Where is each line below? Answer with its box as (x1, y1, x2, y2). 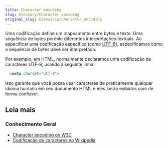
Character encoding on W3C (12, 131, 72, 138)
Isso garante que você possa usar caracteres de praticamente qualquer (5, 80, 153, 86)
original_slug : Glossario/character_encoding (5, 17, 102, 22)
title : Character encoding (5, 7, 62, 13)
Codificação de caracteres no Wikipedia (12, 137, 96, 143)
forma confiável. (5, 91, 39, 97)
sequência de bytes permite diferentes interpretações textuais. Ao (5, 36, 142, 42)
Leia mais (5, 105, 36, 114)
